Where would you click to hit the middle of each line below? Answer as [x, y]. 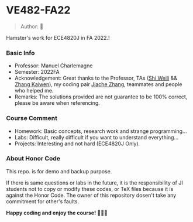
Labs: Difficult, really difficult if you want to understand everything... [96, 137]
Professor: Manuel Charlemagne [54, 66]
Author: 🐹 [32, 26]
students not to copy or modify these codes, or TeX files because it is [90, 189]
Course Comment [32, 118]
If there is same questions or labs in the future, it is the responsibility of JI [94, 183]
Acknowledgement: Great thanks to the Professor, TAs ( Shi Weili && [96, 78]
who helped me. [34, 91]
